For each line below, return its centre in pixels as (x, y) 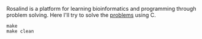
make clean (20, 31)
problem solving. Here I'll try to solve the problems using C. (81, 15)
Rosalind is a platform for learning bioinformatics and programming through (101, 9)
